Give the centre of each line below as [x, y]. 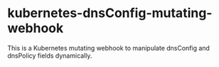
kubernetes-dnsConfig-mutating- [110, 13]
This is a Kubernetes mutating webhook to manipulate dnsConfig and [108, 48]
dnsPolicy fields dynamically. [50, 56]
